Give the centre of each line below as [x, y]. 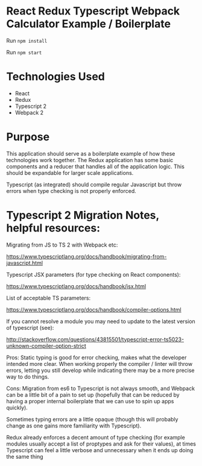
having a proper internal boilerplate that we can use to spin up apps [90, 401]
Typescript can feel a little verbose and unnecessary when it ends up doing [100, 450]
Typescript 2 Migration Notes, [83, 215]
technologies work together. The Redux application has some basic [90, 160]
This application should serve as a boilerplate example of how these [91, 153]
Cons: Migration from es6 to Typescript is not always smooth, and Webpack [100, 388]
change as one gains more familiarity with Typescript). [74, 426]
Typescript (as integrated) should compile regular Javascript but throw [94, 184]
